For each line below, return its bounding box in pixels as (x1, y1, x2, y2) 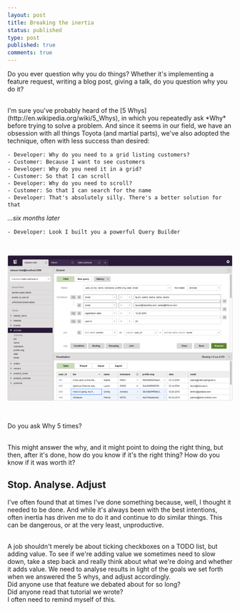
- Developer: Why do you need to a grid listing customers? (7, 151, 191, 158)
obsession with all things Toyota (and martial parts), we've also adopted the (7, 129, 230, 137)
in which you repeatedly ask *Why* (121, 114, 226, 122)
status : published (7, 26, 62, 34)
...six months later (7, 214, 61, 222)
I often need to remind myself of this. (7, 595, 116, 603)
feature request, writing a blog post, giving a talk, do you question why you (7, 77, 228, 86)
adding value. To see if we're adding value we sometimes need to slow (7, 550, 216, 558)
